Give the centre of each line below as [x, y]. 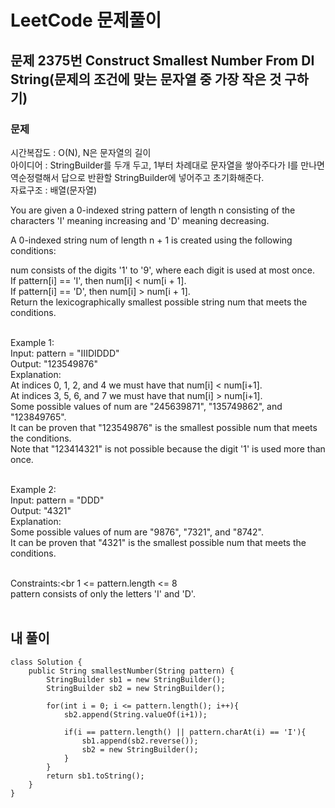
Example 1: [32, 342]
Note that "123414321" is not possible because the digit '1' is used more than [168, 448]
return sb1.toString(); [95, 776]
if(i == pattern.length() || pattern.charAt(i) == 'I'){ [185, 732]
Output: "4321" [41, 510]
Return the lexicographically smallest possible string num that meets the [159, 302]
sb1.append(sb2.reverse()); [140, 741]
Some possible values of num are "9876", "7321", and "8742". [137, 532]
